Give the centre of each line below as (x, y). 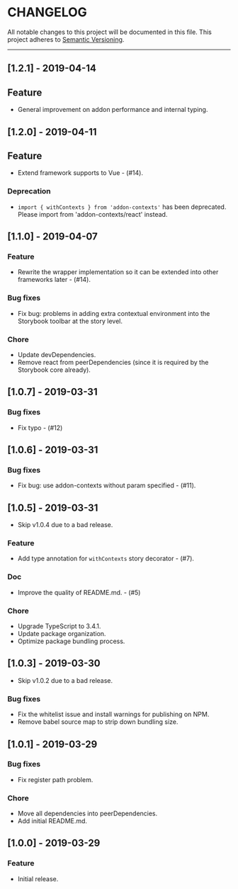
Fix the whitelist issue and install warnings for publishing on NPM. (113, 714)
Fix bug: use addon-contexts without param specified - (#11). (107, 485)
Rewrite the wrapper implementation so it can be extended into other (118, 272)
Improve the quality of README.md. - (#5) (79, 592)
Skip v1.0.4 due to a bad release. (65, 525)
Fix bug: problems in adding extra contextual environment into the (114, 313)
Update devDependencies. (57, 354)
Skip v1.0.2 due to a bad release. (65, 680)
